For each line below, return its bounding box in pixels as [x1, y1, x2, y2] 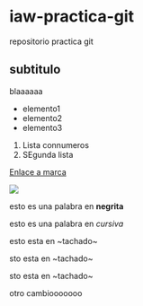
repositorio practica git [9, 36, 94, 47]
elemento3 [22, 122, 63, 133]
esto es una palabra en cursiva [9, 218, 124, 229]
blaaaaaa [9, 85, 43, 96]
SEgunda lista [22, 149, 74, 160]
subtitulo [9, 62, 61, 77]
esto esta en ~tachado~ [9, 235, 98, 246]
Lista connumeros [22, 139, 90, 150]
